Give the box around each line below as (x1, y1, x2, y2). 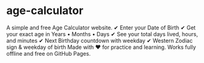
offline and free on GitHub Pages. (6, 50, 91, 57)
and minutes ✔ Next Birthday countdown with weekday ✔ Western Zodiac (6, 37, 193, 44)
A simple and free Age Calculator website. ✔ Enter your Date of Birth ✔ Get (6, 24, 196, 31)
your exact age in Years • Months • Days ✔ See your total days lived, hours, (6, 30, 198, 37)
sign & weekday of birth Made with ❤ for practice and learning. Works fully (6, 43, 196, 51)
